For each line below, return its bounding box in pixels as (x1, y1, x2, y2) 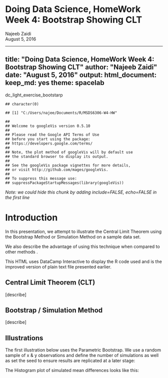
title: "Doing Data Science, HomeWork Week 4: (5, 55, 154, 63)
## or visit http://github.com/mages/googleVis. (5, 167, 108, 172)
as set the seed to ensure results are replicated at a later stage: (5, 357, 135, 363)
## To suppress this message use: (5, 176, 77, 181)
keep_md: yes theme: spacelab (5, 78, 104, 87)
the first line (5, 194, 30, 200)
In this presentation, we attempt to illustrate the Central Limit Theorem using (5, 228, 162, 234)
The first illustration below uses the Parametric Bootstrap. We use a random (5, 347, 161, 353)
